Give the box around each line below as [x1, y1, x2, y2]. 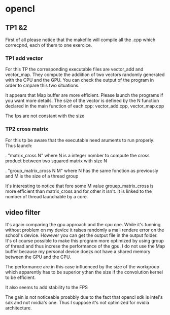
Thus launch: [5, 143, 33, 149]
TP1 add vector [5, 54, 43, 61]
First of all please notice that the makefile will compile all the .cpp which [5, 37, 156, 43]
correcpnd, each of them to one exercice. [5, 42, 92, 48]
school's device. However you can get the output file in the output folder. [5, 232, 158, 238]
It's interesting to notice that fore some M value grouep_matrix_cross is [5, 183, 154, 189]
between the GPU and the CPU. [5, 254, 71, 260]
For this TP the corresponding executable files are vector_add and [5, 66, 144, 73]
